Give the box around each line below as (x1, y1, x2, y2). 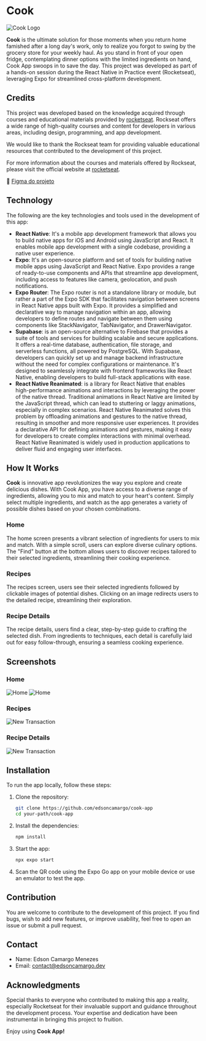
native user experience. (15, 249, 75, 257)
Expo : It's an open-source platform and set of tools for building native (15, 256, 192, 263)
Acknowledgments (6, 980, 81, 990)
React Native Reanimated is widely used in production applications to (15, 438, 190, 446)
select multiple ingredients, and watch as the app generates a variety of (6, 498, 188, 506)
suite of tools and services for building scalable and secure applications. (15, 334, 199, 341)
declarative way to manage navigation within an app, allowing (15, 308, 171, 315)
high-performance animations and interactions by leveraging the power (15, 386, 196, 393)
